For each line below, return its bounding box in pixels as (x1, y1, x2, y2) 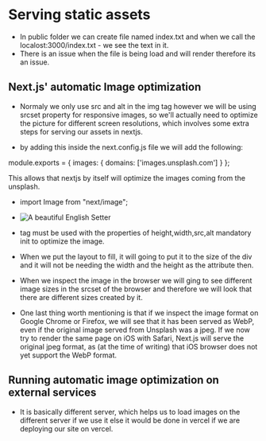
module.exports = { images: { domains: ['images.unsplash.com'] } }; (8, 158, 230, 167)
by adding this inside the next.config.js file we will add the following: (19, 142, 244, 152)
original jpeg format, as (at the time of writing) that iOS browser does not (19, 341, 258, 351)
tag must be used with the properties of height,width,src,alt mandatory (19, 228, 252, 237)
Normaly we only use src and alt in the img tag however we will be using (19, 101, 256, 111)
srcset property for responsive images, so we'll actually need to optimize (19, 110, 258, 119)
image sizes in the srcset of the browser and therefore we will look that (19, 284, 253, 294)
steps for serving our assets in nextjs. (19, 127, 143, 136)
